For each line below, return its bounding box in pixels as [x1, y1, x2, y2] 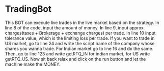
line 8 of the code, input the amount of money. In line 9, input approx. [5, 24, 145, 30]
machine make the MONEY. [5, 61, 61, 67]
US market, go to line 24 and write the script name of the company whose [5, 40, 155, 46]
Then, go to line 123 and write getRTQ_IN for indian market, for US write [5, 50, 150, 57]
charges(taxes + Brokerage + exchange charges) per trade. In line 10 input [5, 30, 156, 36]
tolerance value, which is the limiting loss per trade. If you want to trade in [5, 35, 155, 41]
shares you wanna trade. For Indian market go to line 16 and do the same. [5, 46, 154, 51]
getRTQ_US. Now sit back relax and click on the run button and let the [5, 56, 146, 62]
